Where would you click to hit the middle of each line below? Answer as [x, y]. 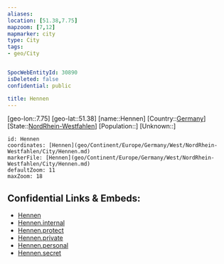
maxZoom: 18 [25, 177]
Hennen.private [41, 238]
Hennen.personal [43, 246]
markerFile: [25, 158]
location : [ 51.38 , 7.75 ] [43, 21]
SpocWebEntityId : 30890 [43, 72]
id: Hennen [23, 139]
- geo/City [23, 54]
